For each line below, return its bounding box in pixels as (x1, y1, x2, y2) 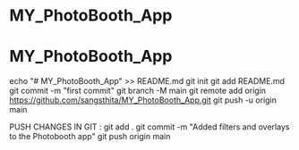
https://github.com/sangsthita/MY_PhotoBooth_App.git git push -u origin (9, 95, 278, 105)
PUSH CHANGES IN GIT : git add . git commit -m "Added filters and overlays (9, 121, 290, 132)
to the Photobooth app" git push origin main (9, 131, 171, 142)
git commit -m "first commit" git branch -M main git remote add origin (9, 86, 267, 96)
